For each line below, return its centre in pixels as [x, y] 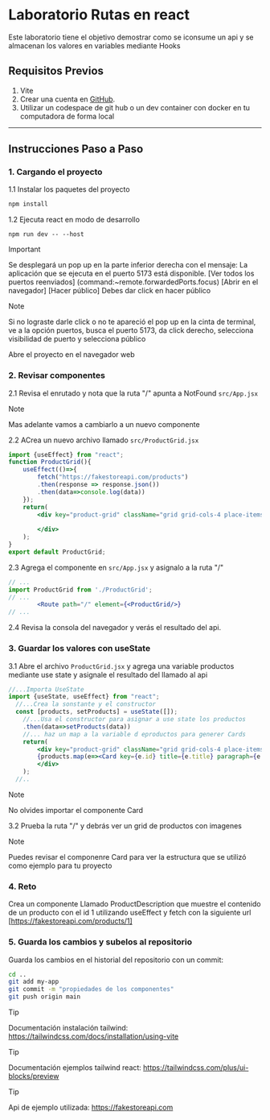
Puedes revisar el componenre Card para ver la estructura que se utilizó [127, 857]
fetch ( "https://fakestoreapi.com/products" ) [113, 477]
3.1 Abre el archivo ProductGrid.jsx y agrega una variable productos [121, 666]
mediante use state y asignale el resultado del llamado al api [108, 674]
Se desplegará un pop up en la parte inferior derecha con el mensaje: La [128, 265]
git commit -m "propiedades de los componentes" [91, 989]
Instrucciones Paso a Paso [76, 149]
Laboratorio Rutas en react [99, 15]
